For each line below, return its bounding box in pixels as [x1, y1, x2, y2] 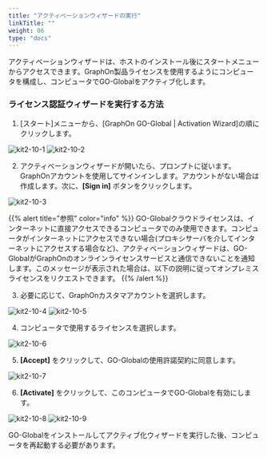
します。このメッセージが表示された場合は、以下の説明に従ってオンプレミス [8, 263, 260, 272]
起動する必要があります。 [35, 440, 120, 450]
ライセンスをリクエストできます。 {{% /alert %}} [8, 273, 169, 283]
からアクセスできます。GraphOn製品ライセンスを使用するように [8, 67, 220, 77]
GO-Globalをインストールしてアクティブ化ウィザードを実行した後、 [8, 430, 232, 439]
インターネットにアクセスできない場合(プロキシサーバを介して [29, 233, 234, 243]
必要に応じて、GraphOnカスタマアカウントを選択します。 [19, 290, 210, 300]
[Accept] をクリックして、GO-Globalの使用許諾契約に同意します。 [19, 355, 240, 364]
